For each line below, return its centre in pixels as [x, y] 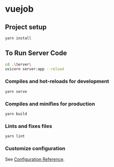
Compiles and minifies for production [50, 104]
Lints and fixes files [29, 126]
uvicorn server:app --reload [35, 69]
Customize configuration [35, 148]
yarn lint [15, 136]
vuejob [19, 9]
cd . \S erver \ [18, 64]
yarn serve [16, 91]
